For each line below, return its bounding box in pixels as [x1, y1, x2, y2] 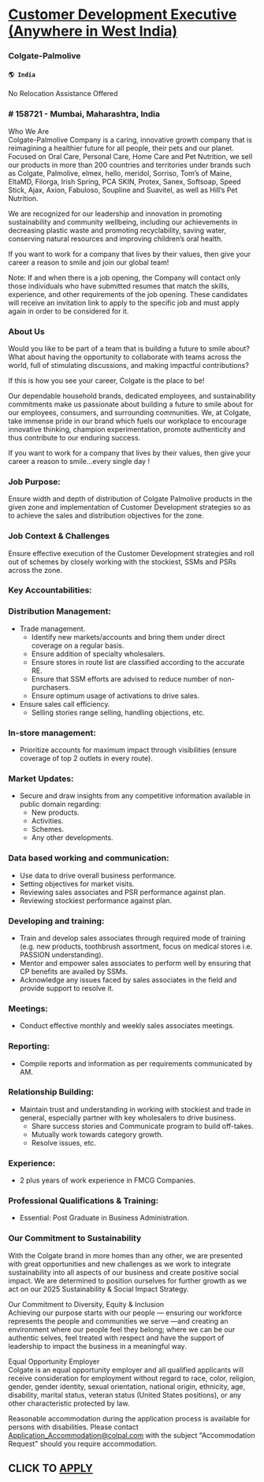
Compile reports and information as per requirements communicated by [19, 1058, 253, 1068]
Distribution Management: [8, 606, 112, 617]
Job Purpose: [8, 476, 61, 487]
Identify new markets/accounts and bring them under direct [31, 632, 225, 641]
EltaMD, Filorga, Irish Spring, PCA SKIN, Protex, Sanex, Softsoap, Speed [8, 176, 242, 186]
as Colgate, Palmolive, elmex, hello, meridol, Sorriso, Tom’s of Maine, [8, 168, 232, 178]
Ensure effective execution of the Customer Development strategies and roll [8, 548, 255, 558]
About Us [8, 325, 45, 336]
